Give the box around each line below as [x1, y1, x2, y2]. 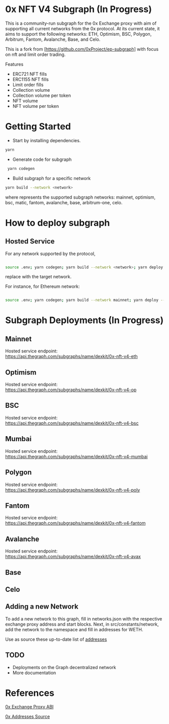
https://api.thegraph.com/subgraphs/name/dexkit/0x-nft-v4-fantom [5, 520, 146, 526]
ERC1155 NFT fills [12, 76, 49, 82]
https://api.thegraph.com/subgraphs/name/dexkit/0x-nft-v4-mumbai [5, 453, 148, 459]
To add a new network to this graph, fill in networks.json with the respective [5, 616, 162, 622]
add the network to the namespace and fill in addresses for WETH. [5, 626, 143, 632]
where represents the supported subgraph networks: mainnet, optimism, [5, 194, 156, 200]
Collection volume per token [12, 92, 71, 98]
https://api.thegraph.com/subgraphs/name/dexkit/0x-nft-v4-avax [5, 554, 141, 560]
